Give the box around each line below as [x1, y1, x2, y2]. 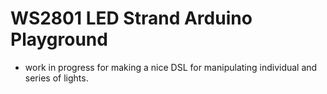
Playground [10, 28, 108, 51]
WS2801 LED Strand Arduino [10, 7, 253, 30]
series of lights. [24, 72, 89, 84]
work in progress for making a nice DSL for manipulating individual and [24, 61, 318, 73]
